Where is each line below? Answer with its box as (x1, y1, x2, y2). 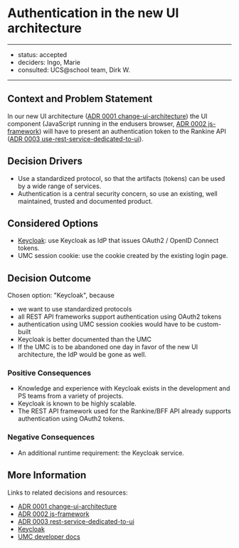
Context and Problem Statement (7, 93, 153, 105)
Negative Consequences (7, 433, 95, 443)
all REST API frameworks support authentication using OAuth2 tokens (17, 312, 222, 321)
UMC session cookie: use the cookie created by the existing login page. (17, 252, 228, 260)
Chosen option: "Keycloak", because (7, 291, 115, 300)
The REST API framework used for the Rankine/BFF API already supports (17, 407, 231, 415)
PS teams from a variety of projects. (17, 392, 124, 400)
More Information (7, 469, 87, 482)
